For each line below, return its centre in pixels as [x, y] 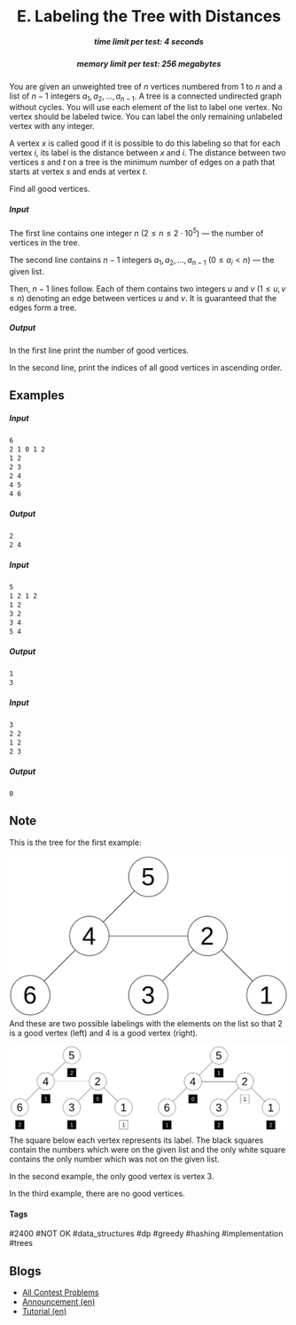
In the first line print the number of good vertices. [99, 350]
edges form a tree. [43, 307]
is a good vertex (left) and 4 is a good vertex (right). [104, 1034]
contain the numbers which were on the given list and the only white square [148, 1150]
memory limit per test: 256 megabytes [149, 64]
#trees [21, 1243]
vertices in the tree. [45, 243]
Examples [37, 396]
